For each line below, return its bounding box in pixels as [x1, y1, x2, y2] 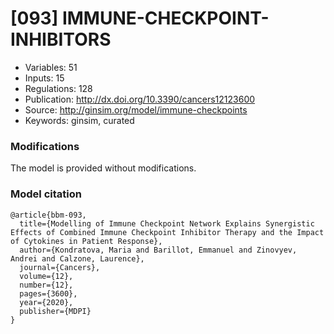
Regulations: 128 [24, 82, 93, 94]
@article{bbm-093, [10, 210, 87, 220]
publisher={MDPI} [19, 306, 92, 316]
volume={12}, [19, 271, 74, 281]
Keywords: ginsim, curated [24, 114, 135, 126]
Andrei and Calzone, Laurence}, [10, 253, 145, 264]
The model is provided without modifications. [10, 162, 197, 174]
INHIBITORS [10, 28, 112, 51]
